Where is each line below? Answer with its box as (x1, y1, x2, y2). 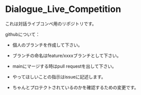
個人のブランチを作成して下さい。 (12, 41, 83, 48)
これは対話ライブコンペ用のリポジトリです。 (5, 20, 97, 26)
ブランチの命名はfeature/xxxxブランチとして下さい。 (12, 52, 121, 58)
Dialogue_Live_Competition (5, 3, 121, 15)
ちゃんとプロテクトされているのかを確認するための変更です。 (12, 84, 139, 90)
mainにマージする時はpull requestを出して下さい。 (12, 63, 117, 69)
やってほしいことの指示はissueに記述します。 (12, 73, 106, 79)
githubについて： (5, 31, 40, 37)
